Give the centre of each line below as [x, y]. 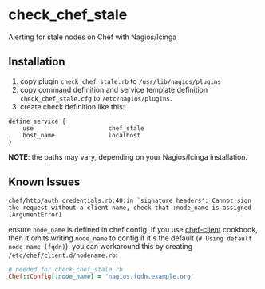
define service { [37, 121]
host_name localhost [82, 135]
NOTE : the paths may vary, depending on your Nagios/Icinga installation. [128, 156]
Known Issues [44, 182]
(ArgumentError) [35, 214]
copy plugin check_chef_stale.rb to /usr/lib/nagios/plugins [121, 81]
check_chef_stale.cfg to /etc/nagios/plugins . [96, 98]
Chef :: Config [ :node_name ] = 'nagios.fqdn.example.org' [101, 277]
